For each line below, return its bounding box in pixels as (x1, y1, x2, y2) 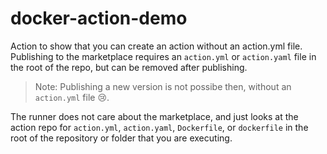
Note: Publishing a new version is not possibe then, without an (34, 80, 292, 92)
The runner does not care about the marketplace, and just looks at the (10, 110, 299, 122)
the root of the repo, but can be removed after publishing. (10, 61, 248, 73)
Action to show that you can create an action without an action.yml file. (10, 40, 303, 52)
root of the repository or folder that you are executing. (10, 132, 233, 144)
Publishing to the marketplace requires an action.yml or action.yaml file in (10, 50, 317, 62)
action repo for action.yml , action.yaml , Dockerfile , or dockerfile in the (10, 121, 309, 133)
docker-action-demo (10, 7, 188, 30)
